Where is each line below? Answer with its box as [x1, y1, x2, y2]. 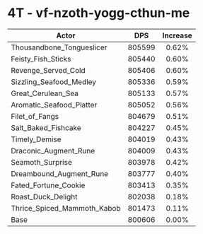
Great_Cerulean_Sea [11, 88, 79, 98]
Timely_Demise [11, 134, 62, 144]
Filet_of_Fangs [11, 111, 59, 121]
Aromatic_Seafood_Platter [11, 100, 98, 110]
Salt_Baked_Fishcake [11, 122, 81, 132]
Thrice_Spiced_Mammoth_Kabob [11, 203, 122, 213]
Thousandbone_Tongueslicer [11, 42, 108, 52]
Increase [162, 30, 192, 40]
